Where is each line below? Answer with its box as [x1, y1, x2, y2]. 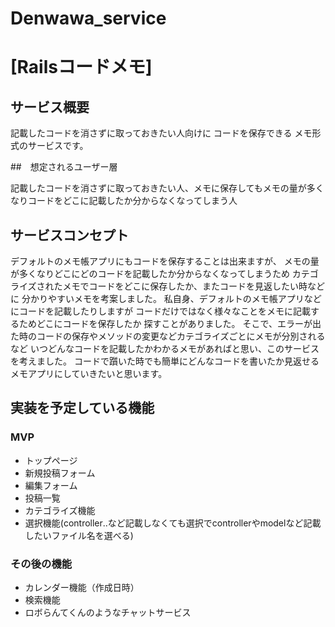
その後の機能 [10, 557, 73, 571]
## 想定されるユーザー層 [10, 161, 118, 173]
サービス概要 [10, 98, 90, 116]
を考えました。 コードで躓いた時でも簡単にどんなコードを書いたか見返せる [10, 355, 320, 367]
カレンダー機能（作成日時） [24, 581, 140, 593]
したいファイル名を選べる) [24, 529, 134, 541]
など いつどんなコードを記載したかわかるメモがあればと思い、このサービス [10, 343, 320, 354]
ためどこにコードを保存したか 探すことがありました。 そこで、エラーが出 [18, 318, 322, 329]
